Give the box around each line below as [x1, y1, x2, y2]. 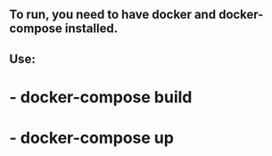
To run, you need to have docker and [9, 7, 217, 22]
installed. [64, 21, 119, 37]
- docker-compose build [9, 86, 193, 107]
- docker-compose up [9, 128, 174, 148]
